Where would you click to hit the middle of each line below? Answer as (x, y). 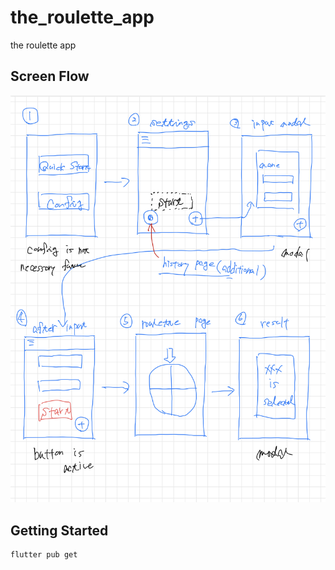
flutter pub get (44, 555)
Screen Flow (50, 76)
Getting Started (59, 530)
